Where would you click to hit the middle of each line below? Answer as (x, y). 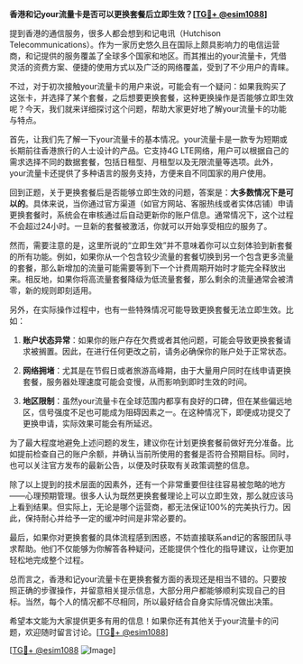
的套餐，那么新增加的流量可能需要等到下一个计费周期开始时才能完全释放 (143, 268)
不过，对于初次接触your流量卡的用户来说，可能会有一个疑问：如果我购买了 (148, 86)
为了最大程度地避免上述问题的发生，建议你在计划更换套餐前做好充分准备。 (147, 443)
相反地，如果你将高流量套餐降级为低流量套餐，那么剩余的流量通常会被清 (159, 279)
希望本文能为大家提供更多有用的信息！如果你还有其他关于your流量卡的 (140, 621)
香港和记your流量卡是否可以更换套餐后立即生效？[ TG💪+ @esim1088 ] (138, 14)
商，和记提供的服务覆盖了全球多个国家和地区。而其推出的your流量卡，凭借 (148, 56)
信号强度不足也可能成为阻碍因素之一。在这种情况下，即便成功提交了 (165, 412)
